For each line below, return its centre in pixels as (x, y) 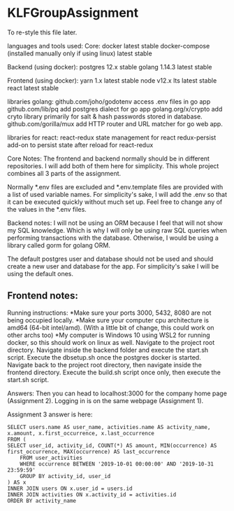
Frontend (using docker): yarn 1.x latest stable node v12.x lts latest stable (112, 80)
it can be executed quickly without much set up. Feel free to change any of (115, 202)
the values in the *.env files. (47, 209)
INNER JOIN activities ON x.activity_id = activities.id (92, 495)
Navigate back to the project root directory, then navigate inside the (105, 364)
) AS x (17, 482)
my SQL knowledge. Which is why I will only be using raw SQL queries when (117, 230)
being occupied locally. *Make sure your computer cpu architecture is (108, 320)
